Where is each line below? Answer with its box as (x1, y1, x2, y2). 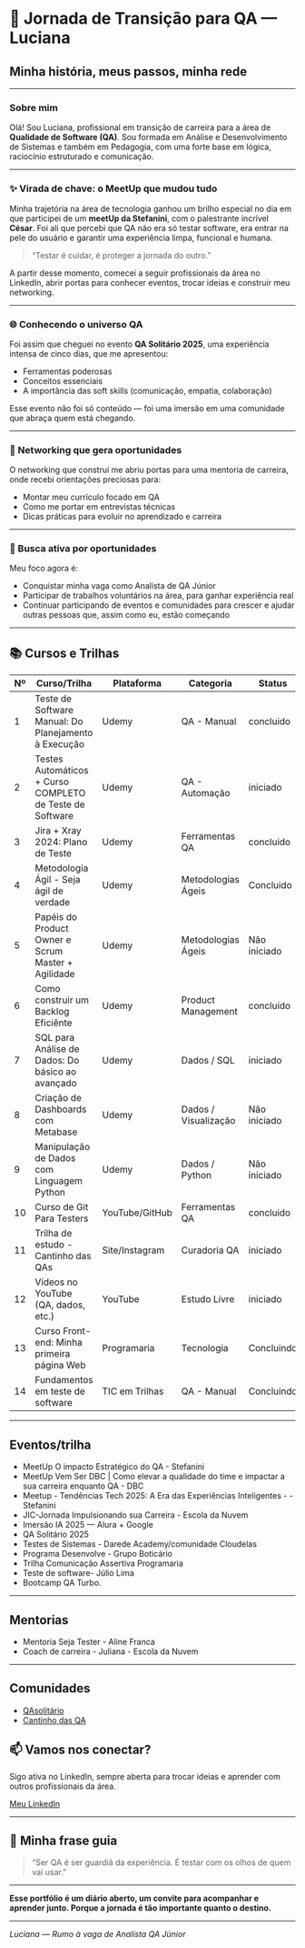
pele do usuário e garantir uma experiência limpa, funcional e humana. (9, 232, 273, 243)
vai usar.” (31, 1867, 67, 1878)
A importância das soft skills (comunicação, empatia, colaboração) (22, 385, 272, 396)
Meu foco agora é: (9, 563, 79, 574)
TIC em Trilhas (102, 1385, 164, 1398)
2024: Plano (34, 836, 88, 849)
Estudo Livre (181, 1293, 235, 1306)
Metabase (34, 1125, 78, 1138)
